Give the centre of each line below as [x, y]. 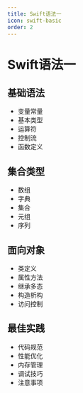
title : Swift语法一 [34, 14]
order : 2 [20, 27]
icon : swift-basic [34, 21]
